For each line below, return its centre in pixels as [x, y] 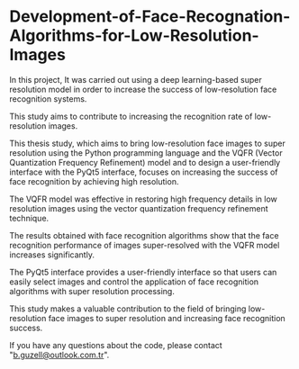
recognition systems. [48, 99]
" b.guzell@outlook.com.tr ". [59, 355]
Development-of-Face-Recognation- [150, 17]
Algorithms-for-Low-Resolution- [134, 36]
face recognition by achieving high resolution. [94, 181]
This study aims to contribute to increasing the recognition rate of [131, 116]
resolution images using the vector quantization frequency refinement [139, 208]
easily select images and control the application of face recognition [134, 282]
